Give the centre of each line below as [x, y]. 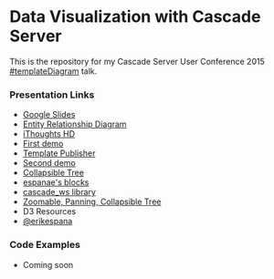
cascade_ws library [59, 192]
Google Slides [49, 115]
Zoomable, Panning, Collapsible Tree [92, 201]
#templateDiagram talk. [53, 71]
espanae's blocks [56, 182]
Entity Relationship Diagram [74, 124]
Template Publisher [59, 153]
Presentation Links [52, 95]
